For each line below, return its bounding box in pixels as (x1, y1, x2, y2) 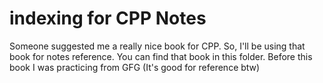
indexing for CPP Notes (9, 7, 207, 30)
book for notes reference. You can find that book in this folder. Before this (9, 50, 313, 62)
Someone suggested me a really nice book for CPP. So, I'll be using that (9, 40, 306, 52)
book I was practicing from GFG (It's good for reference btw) (9, 61, 261, 73)
